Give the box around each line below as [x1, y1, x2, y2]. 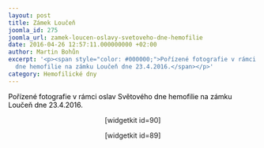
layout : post [8, 11, 51, 20]
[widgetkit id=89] [104, 131, 161, 140]
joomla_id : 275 [8, 26, 58, 34]
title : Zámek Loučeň [8, 19, 77, 27]
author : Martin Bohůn [8, 48, 80, 56]
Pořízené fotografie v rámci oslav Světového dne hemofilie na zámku [8, 91, 232, 101]
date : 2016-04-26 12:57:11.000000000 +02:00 [8, 41, 157, 49]
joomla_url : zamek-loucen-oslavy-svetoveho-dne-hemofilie [8, 33, 203, 42]
